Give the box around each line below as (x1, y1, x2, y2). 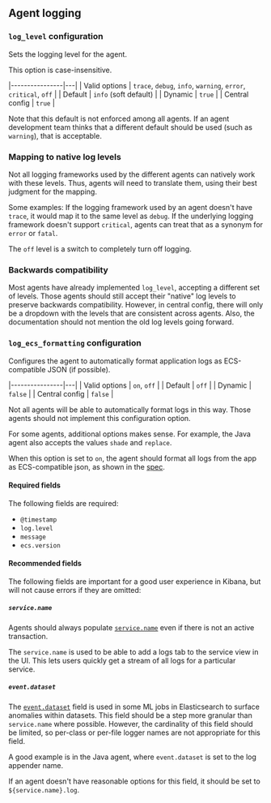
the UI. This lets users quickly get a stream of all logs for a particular (8, 655, 236, 665)
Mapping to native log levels (8, 151, 121, 162)
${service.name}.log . (8, 784, 80, 794)
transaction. (8, 631, 49, 641)
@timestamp (19, 515, 57, 524)
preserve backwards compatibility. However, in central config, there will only (8, 300, 264, 310)
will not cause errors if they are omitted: (8, 585, 142, 595)
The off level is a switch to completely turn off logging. (8, 243, 192, 254)
